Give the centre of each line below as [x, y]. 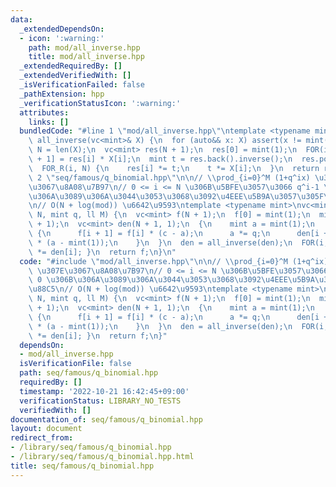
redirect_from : [42, 438]
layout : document [46, 429]
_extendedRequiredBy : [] [71, 66]
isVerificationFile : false [75, 364]
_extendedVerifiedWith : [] [75, 76]
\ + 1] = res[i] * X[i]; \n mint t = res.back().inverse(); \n [160, 159]
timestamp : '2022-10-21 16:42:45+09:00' [104, 391]
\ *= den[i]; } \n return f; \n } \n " [102, 252]
